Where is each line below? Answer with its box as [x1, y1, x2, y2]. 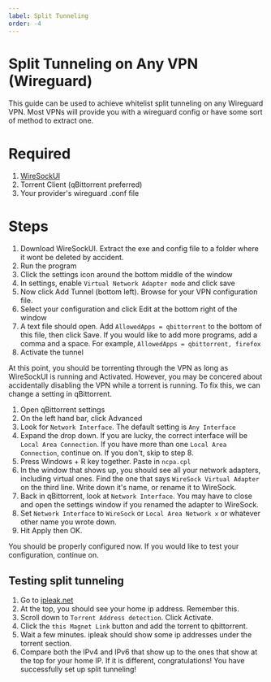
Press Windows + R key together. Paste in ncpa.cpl [19, 457, 191, 467]
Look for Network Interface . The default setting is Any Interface [19, 422, 237, 432]
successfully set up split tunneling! [19, 664, 136, 675]
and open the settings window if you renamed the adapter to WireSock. [19, 500, 260, 510]
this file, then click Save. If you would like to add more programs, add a [19, 330, 258, 340]
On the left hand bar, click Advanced [19, 414, 143, 424]
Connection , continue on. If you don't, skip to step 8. [19, 448, 194, 458]
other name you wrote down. [19, 517, 118, 527]
